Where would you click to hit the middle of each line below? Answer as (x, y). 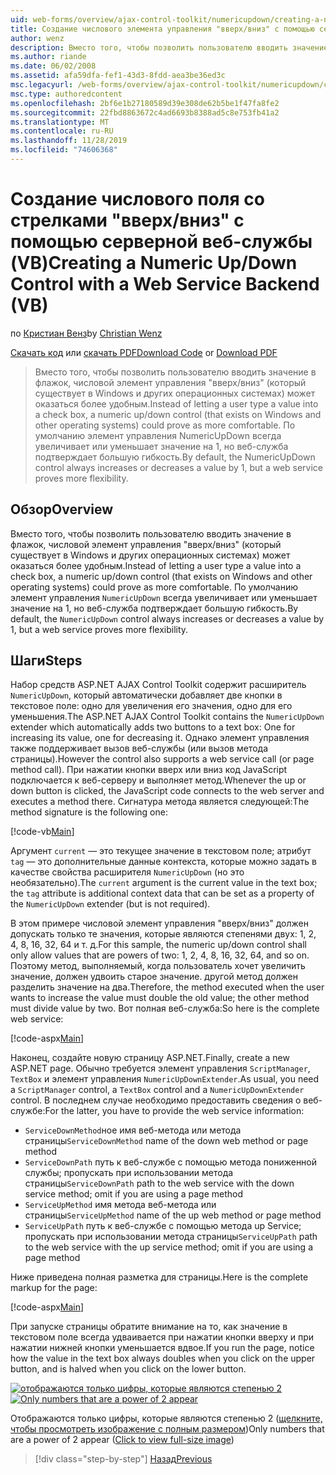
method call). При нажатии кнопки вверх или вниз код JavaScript (149, 770)
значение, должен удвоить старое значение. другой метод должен (154, 977)
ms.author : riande (48, 57)
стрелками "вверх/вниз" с (127, 220)
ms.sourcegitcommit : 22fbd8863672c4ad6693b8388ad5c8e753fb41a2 (145, 112)
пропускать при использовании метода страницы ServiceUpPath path (171, 1237)
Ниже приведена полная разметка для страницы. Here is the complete (159, 1277)
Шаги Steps (46, 661)
